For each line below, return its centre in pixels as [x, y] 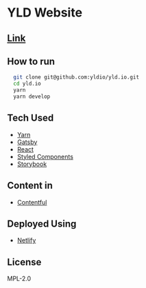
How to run [31, 61]
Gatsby [27, 142]
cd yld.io [27, 84]
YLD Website [45, 13]
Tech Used [31, 118]
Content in [30, 186]
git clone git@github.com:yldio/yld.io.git [76, 77]
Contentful [32, 202]
